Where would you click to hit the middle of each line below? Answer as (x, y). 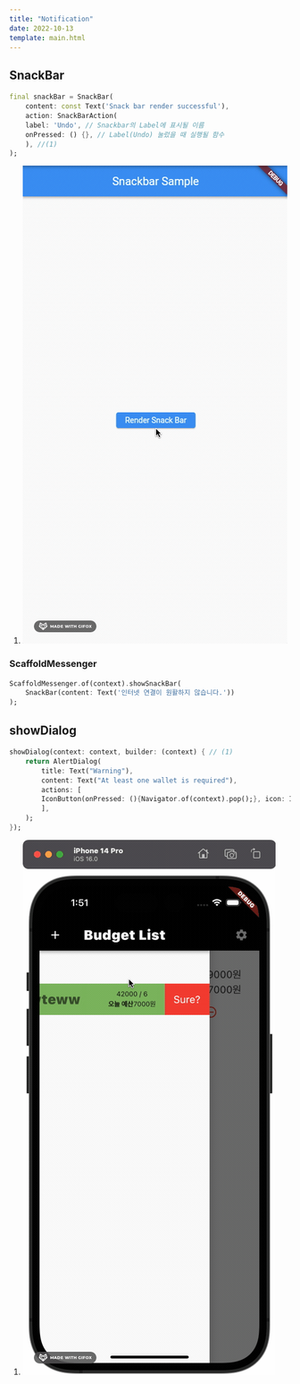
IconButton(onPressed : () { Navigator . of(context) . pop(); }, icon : (163, 799)
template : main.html (48, 38)
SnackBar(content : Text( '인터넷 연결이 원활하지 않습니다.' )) (130, 693)
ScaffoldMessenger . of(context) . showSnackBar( (95, 683)
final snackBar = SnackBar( (62, 97)
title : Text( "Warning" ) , (87, 771)
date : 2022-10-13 (42, 28)
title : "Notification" (51, 19)
